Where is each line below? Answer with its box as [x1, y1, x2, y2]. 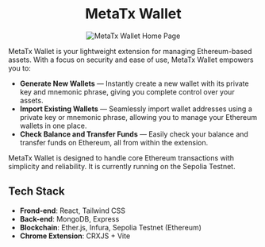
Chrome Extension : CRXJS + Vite [19, 231, 131, 241]
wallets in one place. [19, 121, 87, 130]
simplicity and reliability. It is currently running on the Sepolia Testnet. [8, 161, 236, 171]
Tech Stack [8, 184, 65, 199]
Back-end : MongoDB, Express [19, 214, 120, 223]
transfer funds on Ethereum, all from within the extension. [19, 137, 209, 147]
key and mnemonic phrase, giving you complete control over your [19, 87, 236, 96]
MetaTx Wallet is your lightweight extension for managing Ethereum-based [8, 46, 252, 56]
